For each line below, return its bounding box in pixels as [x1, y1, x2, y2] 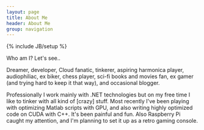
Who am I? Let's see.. [6, 54, 61, 62]
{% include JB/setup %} [6, 43, 67, 50]
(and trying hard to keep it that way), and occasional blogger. [6, 79, 160, 87]
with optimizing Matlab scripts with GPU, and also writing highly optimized [6, 104, 193, 112]
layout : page [6, 9, 40, 15]
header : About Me [6, 20, 51, 26]
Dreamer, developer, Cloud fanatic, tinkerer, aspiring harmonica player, [6, 67, 184, 74]
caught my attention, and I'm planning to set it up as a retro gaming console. [6, 117, 199, 125]
